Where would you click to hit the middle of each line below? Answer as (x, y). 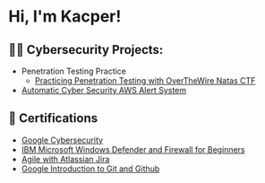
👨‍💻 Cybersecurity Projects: (86, 50)
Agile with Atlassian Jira (65, 159)
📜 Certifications (53, 118)
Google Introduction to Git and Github (90, 169)
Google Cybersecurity (62, 140)
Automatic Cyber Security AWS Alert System (104, 90)
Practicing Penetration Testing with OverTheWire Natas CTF (145, 81)
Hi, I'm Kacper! (65, 17)
